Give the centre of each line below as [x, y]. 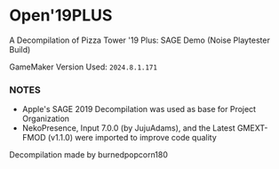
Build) [20, 49]
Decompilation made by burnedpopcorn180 [89, 155]
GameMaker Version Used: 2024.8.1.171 [84, 67]
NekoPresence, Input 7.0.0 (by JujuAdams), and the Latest [128, 128]
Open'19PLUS [61, 16]
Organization [45, 119]
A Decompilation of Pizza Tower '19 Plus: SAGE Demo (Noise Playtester [140, 40]
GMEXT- [252, 128]
